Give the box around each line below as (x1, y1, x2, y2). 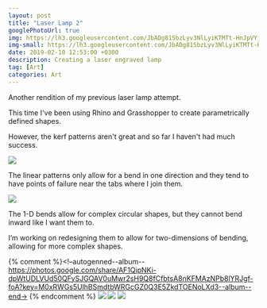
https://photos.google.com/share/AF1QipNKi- (8, 265, 157, 275)
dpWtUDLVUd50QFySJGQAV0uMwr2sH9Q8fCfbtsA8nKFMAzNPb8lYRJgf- (8, 273, 253, 283)
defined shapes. (8, 116, 61, 125)
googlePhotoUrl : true (8, 26, 80, 34)
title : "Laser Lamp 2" (8, 19, 83, 27)
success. (8, 140, 38, 149)
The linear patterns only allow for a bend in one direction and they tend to (8, 170, 249, 179)
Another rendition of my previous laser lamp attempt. (8, 92, 181, 102)
